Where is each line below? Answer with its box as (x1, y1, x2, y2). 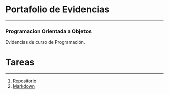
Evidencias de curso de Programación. (5, 39, 86, 45)
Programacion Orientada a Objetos (5, 28, 92, 35)
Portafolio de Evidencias (5, 4, 110, 15)
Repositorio (12, 78, 37, 84)
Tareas (5, 57, 35, 68)
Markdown (12, 83, 35, 89)
